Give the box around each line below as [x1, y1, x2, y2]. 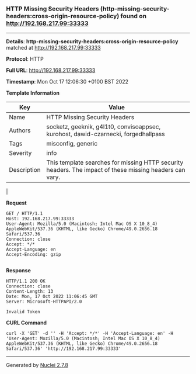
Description [9, 166, 41, 174]
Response [6, 267, 31, 274]
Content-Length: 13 [6, 289, 54, 295]
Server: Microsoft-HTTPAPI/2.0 [6, 299, 82, 305]
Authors [9, 126, 31, 134]
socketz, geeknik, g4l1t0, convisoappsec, [46, 123, 161, 131]
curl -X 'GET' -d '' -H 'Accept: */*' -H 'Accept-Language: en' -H [6, 331, 174, 337]
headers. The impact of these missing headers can [46, 166, 185, 174]
